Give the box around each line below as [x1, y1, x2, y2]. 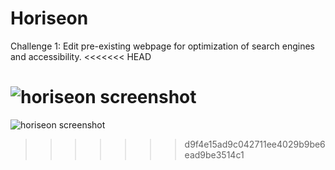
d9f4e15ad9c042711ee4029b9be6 [184, 138, 326, 150]
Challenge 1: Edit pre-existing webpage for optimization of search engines [10, 40, 315, 52]
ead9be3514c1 [184, 148, 245, 161]
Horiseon [10, 7, 89, 30]
